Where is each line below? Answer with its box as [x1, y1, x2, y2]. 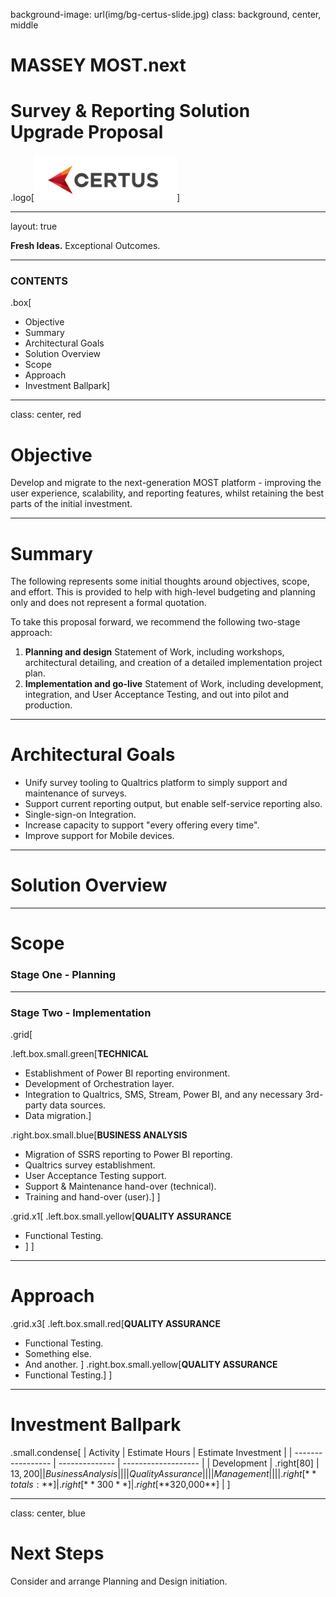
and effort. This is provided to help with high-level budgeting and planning [10, 586, 316, 598]
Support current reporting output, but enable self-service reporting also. [24, 798, 323, 810]
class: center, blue [10, 1507, 86, 1519]
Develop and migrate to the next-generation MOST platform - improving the [10, 477, 322, 489]
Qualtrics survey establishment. [24, 1159, 156, 1171]
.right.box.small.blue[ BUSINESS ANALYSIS [10, 1129, 188, 1141]
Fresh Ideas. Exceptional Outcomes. [10, 240, 161, 252]
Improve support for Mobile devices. [24, 830, 175, 842]
